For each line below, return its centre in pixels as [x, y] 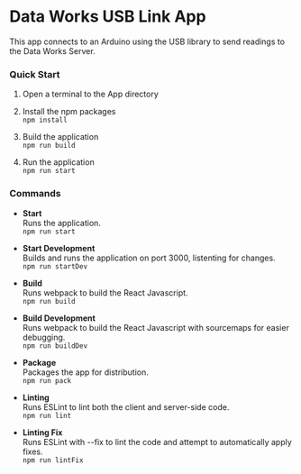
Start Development [59, 248]
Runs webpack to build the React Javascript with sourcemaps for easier [156, 327]
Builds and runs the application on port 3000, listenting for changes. [149, 258]
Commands [35, 194]
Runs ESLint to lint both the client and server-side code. [126, 406]
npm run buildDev [55, 346]
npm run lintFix [53, 460]
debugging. [44, 337]
